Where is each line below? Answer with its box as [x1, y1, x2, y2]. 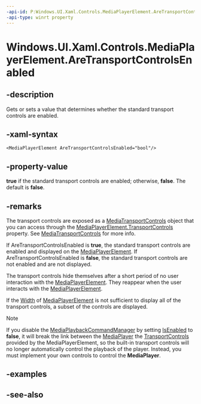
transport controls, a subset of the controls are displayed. [6, 303, 148, 310]
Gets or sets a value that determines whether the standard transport [6, 106, 174, 113]
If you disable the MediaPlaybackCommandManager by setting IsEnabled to [6, 326, 193, 333]
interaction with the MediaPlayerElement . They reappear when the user [6, 279, 182, 286]
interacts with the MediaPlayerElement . [6, 285, 103, 292]
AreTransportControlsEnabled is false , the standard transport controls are [6, 254, 188, 261]
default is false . [6, 184, 45, 191]
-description [6, 89, 54, 100]
